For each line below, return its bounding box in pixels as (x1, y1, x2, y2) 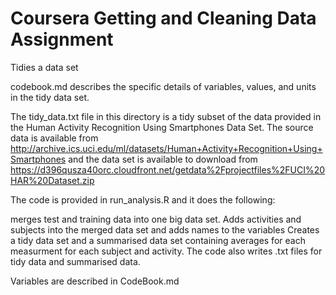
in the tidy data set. (10, 91, 90, 103)
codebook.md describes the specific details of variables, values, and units (10, 80, 317, 92)
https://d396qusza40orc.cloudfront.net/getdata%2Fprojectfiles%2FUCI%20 (10, 163, 326, 176)
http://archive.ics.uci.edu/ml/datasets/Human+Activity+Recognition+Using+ (10, 142, 323, 154)
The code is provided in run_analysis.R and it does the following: (10, 193, 276, 206)
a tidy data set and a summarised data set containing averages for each (10, 234, 306, 246)
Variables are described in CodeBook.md (10, 275, 180, 287)
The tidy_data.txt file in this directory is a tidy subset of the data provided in (10, 110, 322, 122)
